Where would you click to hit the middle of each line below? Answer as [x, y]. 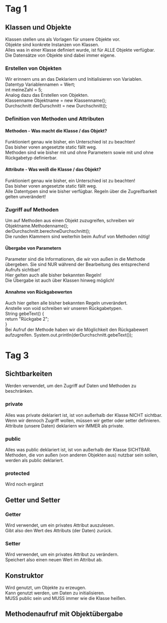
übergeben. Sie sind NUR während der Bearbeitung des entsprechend [77, 264]
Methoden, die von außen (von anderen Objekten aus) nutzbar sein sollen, [82, 455]
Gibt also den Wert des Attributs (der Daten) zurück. [59, 530]
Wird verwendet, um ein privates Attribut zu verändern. [62, 554]
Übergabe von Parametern [33, 248]
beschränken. [19, 391]
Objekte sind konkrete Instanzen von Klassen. [52, 45]
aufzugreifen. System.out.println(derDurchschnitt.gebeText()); [69, 335]
